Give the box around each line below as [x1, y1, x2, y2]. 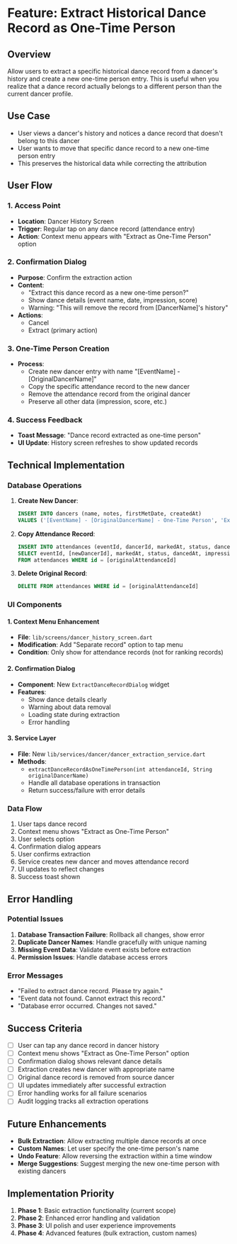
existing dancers [17, 1167, 67, 1175]
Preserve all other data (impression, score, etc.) [28, 397, 168, 406]
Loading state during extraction [28, 710, 120, 718]
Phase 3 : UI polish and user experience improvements [17, 1221, 176, 1230]
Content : [17, 281, 45, 289]
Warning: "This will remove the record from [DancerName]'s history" [28, 303, 229, 312]
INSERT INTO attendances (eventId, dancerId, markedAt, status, [17, 543, 212, 550]
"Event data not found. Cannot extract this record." [17, 994, 166, 1003]
